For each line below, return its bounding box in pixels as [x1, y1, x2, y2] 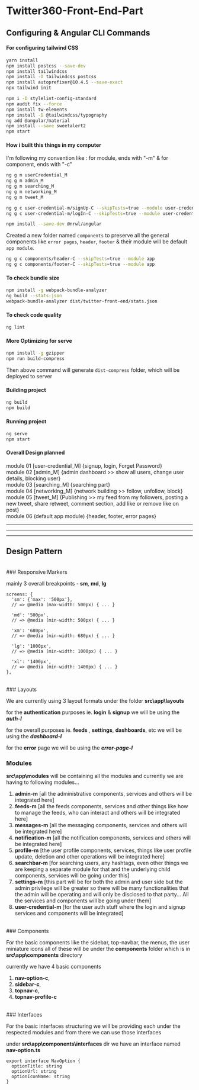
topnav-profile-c [14, 993, 57, 1001]
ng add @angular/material [6, 117, 70, 124]
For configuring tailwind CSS [6, 44, 79, 52]
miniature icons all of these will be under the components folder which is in [6, 946, 191, 953]
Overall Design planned [6, 449, 65, 456]
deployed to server [6, 372, 52, 380]
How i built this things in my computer [6, 141, 102, 149]
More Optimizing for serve [6, 337, 72, 344]
